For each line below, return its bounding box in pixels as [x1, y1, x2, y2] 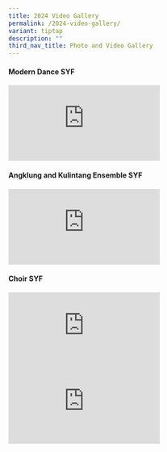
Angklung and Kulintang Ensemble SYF [8, 170, 143, 180]
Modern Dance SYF [8, 66, 75, 77]
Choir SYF [8, 274, 44, 283]
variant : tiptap [8, 27, 63, 35]
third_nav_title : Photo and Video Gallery [8, 42, 153, 50]
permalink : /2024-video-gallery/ [8, 19, 121, 27]
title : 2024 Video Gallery [8, 11, 99, 20]
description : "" [8, 34, 63, 43]
